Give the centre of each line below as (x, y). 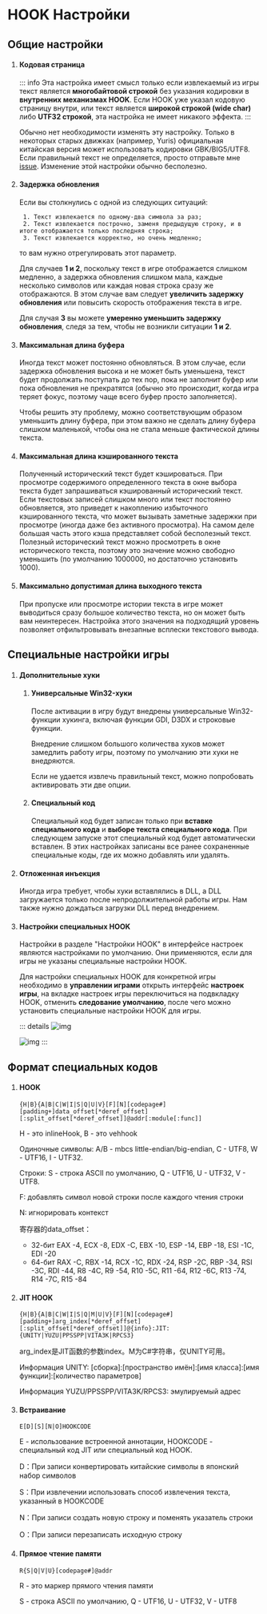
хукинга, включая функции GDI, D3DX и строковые (149, 720)
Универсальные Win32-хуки (82, 693)
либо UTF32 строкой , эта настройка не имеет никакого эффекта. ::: (135, 116)
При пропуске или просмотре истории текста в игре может (121, 603)
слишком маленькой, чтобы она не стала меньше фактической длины (139, 430)
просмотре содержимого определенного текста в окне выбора (128, 482)
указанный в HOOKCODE (62, 1501)
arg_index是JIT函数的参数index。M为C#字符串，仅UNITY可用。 (124, 1351)
